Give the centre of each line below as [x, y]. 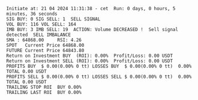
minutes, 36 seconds [32, 14]
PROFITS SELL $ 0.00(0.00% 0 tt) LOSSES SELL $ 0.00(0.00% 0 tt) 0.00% [99, 77]
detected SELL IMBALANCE [38, 35]
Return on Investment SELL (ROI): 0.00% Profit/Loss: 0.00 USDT [89, 61]
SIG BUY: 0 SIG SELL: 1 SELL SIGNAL [53, 19]
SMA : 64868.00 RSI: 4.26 [44, 40]
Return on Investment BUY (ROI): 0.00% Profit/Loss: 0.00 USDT [89, 56]
